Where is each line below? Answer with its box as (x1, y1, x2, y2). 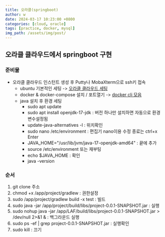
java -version (27, 158, 55, 164)
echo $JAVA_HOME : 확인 (27, 152, 80, 158)
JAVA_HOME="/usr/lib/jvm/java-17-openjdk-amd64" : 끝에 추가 (27, 140, 157, 146)
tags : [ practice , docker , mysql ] (5, 26, 75, 31)
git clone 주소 (12, 183, 40, 189)
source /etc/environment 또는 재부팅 (27, 146, 102, 152)
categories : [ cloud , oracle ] (5, 21, 66, 27)
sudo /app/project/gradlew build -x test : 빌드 (12, 196, 106, 202)
